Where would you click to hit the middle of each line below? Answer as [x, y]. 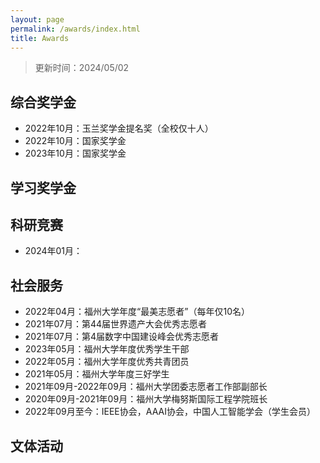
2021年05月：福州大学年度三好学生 [97, 374]
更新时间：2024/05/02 [82, 68]
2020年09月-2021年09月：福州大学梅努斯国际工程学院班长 [146, 399]
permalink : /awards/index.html [75, 29]
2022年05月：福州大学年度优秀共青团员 [107, 362]
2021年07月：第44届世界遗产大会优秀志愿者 [115, 324]
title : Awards [40, 38]
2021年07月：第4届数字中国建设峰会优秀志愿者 [121, 337]
